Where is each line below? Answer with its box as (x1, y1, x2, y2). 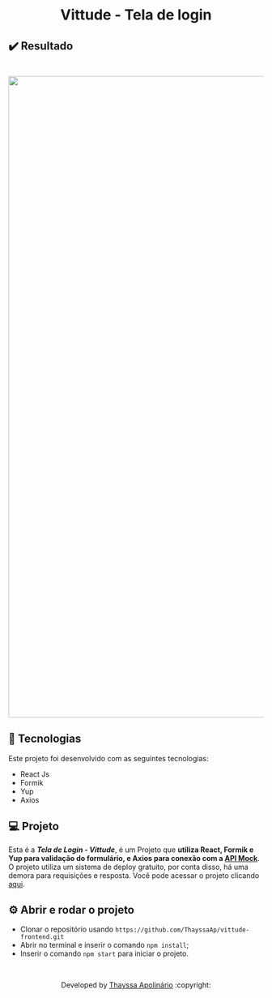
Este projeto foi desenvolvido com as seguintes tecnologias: (8, 753, 209, 763)
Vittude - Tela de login (60, 6, 212, 24)
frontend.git (19, 933, 65, 941)
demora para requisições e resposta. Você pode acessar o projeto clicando (8, 871, 260, 880)
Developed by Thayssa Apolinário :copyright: (61, 980, 211, 990)
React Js (19, 769, 50, 779)
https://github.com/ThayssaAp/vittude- (115, 926, 249, 934)
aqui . (8, 880, 26, 889)
